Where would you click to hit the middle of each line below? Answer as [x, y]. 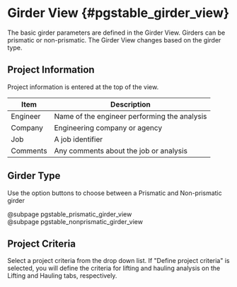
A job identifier [79, 139]
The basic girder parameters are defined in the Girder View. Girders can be [116, 33]
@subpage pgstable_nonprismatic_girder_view [75, 221]
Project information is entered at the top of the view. [83, 87]
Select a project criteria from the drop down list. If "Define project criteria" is [118, 261]
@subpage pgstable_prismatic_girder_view [70, 214]
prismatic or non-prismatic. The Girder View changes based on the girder [114, 40]
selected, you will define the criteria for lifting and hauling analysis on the [114, 268]
